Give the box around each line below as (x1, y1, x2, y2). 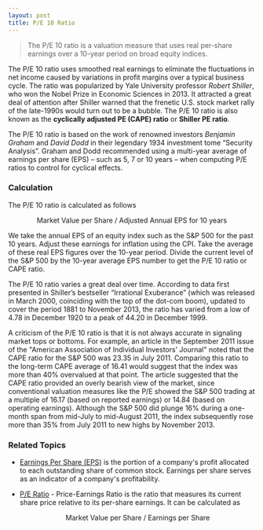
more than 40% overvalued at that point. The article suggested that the (8, 370, 239, 379)
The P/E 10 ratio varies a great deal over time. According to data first (8, 279, 230, 289)
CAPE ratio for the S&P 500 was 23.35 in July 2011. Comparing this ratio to (8, 353, 249, 363)
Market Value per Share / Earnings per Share (65, 513, 210, 523)
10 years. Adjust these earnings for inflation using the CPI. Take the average (8, 239, 254, 248)
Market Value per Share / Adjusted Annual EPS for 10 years (36, 215, 228, 225)
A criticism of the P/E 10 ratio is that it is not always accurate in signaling (8, 328, 242, 337)
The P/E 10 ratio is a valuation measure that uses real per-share (27, 40, 233, 50)
